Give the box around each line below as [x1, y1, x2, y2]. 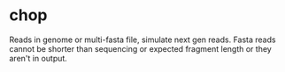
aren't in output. [9, 53, 68, 63]
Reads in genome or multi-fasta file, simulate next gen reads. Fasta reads [9, 34, 276, 45]
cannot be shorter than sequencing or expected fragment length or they [9, 43, 272, 54]
